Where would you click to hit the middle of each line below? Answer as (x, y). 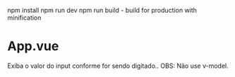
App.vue (33, 46)
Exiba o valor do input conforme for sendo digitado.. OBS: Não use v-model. (118, 66)
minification (24, 18)
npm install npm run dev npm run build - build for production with (102, 10)
